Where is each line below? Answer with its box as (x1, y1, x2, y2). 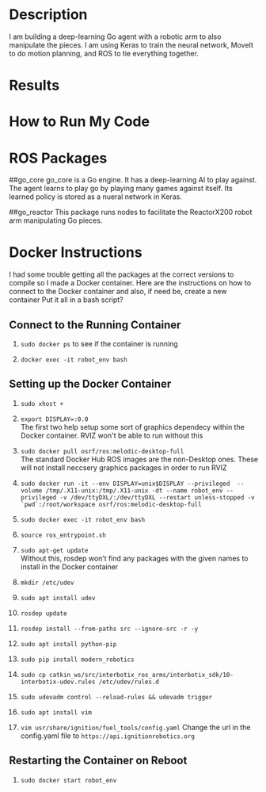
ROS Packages (9, 149, 108, 167)
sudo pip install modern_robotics (20, 656, 135, 664)
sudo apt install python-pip (20, 640, 117, 648)
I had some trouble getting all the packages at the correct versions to (9, 270, 234, 279)
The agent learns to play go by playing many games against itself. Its (9, 184, 233, 193)
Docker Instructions (9, 243, 142, 262)
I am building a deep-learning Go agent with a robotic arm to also (9, 32, 222, 41)
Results (9, 77, 60, 94)
